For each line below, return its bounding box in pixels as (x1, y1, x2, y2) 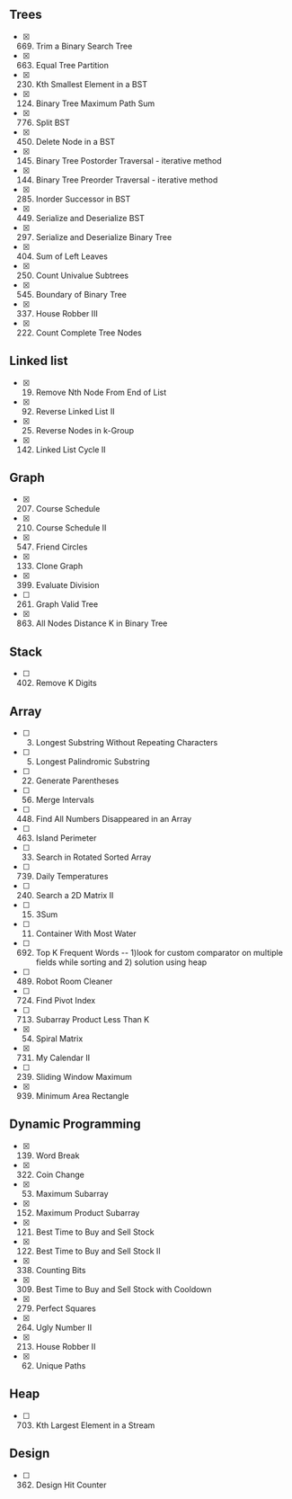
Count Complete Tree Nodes (35, 327, 142, 338)
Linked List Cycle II (35, 444, 106, 455)
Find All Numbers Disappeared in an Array (35, 814, 192, 825)
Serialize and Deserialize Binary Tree (35, 231, 173, 242)
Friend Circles (35, 541, 88, 552)
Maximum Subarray (35, 1188, 109, 1199)
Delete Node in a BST (35, 136, 116, 147)
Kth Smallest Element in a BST (35, 78, 148, 89)
